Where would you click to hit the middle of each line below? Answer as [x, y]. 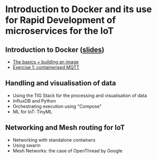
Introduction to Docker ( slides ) [55, 50]
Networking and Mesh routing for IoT [65, 128]
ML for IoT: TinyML [32, 112]
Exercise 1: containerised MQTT [46, 67]
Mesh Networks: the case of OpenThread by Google [68, 150]
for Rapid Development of [61, 20]
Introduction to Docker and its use [78, 9]
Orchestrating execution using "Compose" [57, 106]
